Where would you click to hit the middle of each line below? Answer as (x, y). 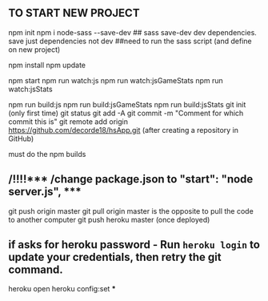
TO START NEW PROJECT (74, 13)
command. (36, 270)
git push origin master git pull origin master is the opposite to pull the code (131, 211)
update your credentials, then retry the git (115, 257)
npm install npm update (47, 65)
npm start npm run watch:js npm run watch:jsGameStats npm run (116, 80)
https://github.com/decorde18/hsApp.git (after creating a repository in (123, 130)
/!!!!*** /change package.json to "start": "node (131, 179)
